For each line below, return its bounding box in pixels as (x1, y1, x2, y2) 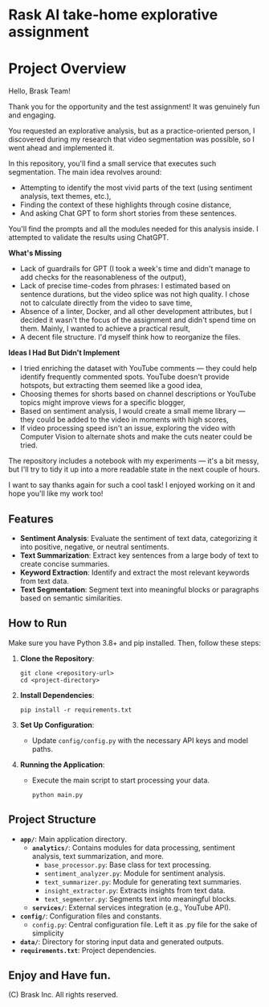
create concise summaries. (19, 559, 110, 568)
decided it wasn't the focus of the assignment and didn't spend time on (19, 316, 257, 325)
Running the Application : (19, 759, 105, 770)
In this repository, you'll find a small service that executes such (8, 159, 217, 168)
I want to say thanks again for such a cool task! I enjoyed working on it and (8, 481, 255, 490)
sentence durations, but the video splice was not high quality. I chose (19, 290, 250, 299)
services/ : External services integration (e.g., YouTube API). (31, 902, 231, 912)
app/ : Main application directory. (19, 834, 127, 844)
